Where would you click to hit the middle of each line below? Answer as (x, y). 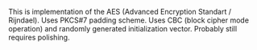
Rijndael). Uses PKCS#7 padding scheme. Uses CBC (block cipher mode (129, 20)
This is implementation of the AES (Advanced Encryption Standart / (120, 12)
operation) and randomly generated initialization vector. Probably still (123, 29)
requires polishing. (39, 37)
